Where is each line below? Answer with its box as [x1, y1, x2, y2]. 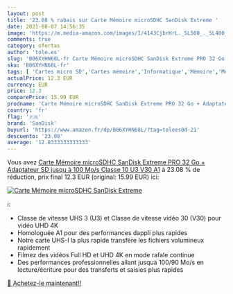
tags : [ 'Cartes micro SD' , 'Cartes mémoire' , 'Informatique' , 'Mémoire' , [7, 68, 218, 75]
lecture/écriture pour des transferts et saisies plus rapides [17, 266, 184, 274]
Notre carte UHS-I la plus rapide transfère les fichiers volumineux [17, 236, 205, 245]
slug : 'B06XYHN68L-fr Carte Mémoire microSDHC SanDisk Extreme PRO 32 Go [7, 55, 225, 62]
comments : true [7, 36, 51, 43]
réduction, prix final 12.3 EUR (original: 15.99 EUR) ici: [7, 173, 159, 181]
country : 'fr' [7, 107, 49, 114]
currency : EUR [7, 81, 49, 88]
